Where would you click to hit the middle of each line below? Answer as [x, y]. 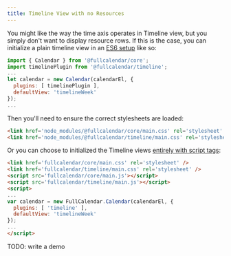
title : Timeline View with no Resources [66, 13]
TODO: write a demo [36, 246]
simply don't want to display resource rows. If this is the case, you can [107, 40]
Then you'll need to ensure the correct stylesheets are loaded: [96, 118]
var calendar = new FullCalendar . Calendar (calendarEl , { [90, 201]
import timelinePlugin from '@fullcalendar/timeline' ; [87, 67]
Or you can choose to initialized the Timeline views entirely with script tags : [114, 150]
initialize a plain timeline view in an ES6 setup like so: [82, 47]
